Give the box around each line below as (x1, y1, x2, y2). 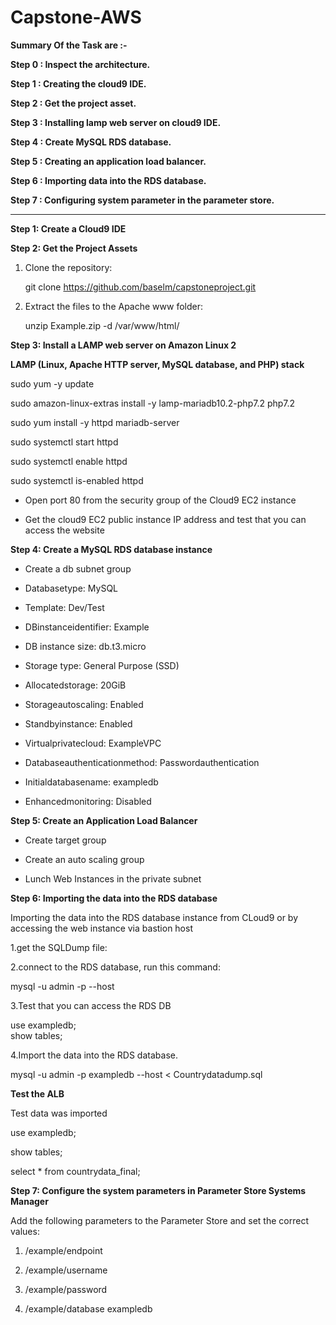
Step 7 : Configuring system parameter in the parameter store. (10, 194, 275, 206)
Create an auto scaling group (24, 853, 145, 865)
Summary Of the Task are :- (10, 39, 128, 51)
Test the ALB (10, 1087, 65, 1100)
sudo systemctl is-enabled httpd (10, 474, 144, 486)
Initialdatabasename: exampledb (24, 776, 159, 788)
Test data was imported (10, 1107, 108, 1119)
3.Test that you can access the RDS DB (10, 999, 172, 1011)
